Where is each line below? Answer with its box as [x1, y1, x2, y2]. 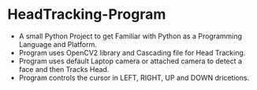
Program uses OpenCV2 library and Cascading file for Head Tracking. [18, 48, 246, 57]
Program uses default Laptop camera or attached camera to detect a [18, 56, 242, 66]
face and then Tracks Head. [18, 64, 110, 74]
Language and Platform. [18, 39, 98, 49]
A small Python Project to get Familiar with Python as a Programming [18, 31, 242, 41]
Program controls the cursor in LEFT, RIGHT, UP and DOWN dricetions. [18, 73, 250, 82]
